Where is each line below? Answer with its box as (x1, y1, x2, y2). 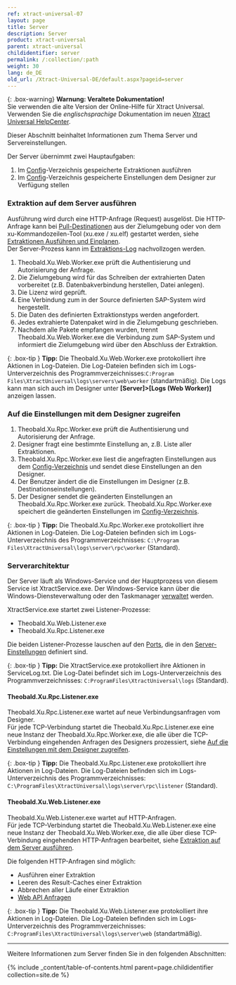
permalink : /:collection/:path (7, 56, 99, 63)
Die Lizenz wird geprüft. (17, 288, 87, 296)
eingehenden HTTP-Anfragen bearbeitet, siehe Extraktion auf (42, 836, 221, 844)
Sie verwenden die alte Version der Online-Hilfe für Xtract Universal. (7, 103, 205, 111)
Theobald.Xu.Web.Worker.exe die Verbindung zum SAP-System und (17, 332, 216, 341)
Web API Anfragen (17, 893, 72, 901)
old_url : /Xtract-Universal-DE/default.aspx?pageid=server (7, 75, 184, 83)
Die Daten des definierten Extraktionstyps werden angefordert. (17, 310, 200, 319)
